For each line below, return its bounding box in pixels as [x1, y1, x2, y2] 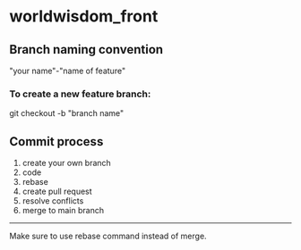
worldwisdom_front [9, 6, 159, 27]
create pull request [21, 186, 92, 197]
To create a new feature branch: [9, 87, 151, 100]
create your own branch [21, 158, 112, 169]
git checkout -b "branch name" [9, 108, 125, 119]
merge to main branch [21, 205, 105, 216]
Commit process [9, 134, 104, 149]
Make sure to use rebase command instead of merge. [9, 230, 208, 242]
